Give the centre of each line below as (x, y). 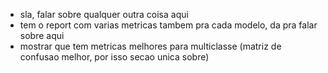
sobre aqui (42, 35)
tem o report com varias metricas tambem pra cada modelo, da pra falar (168, 25)
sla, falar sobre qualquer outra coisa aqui (104, 14)
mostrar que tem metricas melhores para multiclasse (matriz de (150, 46)
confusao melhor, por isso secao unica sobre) (114, 57)
